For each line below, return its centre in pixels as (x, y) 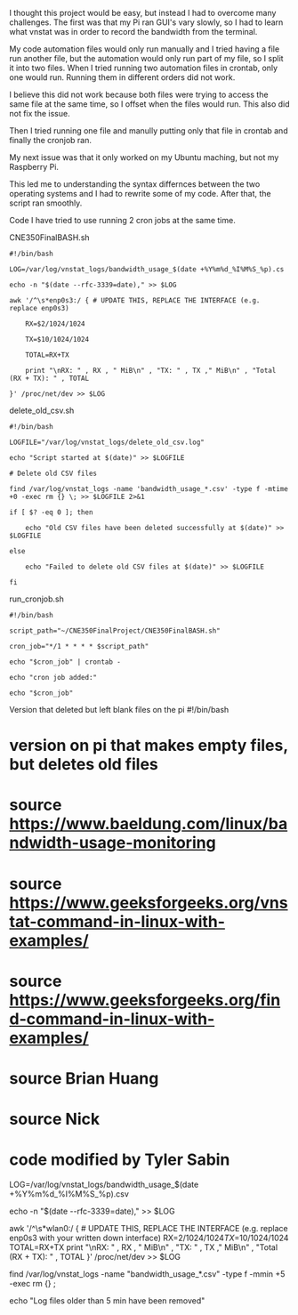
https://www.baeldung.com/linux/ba (149, 824)
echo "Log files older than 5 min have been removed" (107, 1301)
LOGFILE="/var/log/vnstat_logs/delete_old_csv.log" (107, 442)
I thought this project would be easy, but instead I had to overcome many (143, 13)
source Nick (55, 1119)
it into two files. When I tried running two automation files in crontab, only (144, 68)
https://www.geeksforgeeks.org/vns (149, 903)
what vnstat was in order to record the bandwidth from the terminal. (133, 32)
